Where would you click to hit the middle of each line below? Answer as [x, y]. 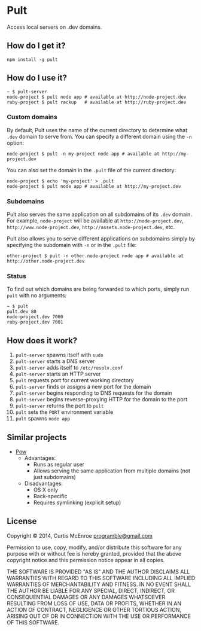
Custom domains [32, 117]
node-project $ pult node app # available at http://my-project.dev [94, 186]
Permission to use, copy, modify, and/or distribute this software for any [94, 547]
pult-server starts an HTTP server [58, 374]
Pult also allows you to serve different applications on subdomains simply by [101, 239]
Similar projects [37, 437]
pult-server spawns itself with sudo [59, 355]
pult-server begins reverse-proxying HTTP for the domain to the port [101, 400]
